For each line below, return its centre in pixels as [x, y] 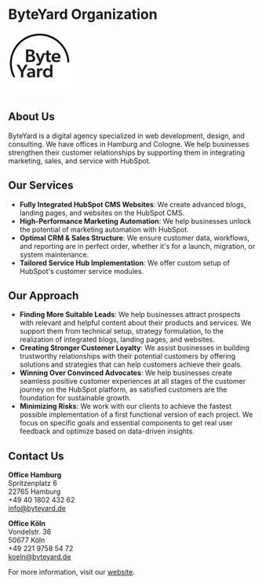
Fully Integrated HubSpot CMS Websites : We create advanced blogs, [133, 204]
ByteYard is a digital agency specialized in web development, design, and [126, 136]
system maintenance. [54, 254]
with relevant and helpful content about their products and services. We [135, 323]
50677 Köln [27, 540]
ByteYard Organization [83, 15]
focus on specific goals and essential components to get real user [126, 423]
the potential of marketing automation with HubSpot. [104, 229]
